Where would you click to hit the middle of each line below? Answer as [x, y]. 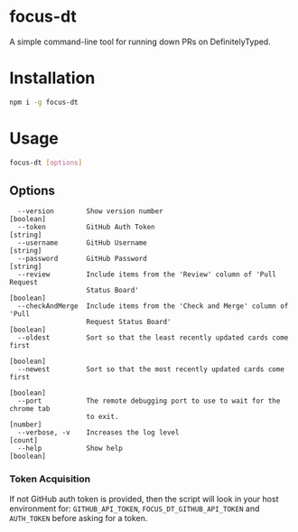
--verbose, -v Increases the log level [98, 433]
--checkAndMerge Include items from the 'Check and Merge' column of [153, 306]
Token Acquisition [50, 479]
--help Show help [70, 449]
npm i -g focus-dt [44, 102]
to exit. [102, 417]
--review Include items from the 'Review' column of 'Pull [147, 275]
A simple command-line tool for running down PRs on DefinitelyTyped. [140, 42]
